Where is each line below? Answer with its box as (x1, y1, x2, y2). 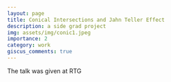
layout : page (7, 10, 45, 17)
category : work (7, 42, 51, 49)
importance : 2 (7, 36, 48, 42)
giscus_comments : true (7, 49, 72, 55)
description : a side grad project (7, 23, 107, 29)
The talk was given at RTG (7, 66, 81, 75)
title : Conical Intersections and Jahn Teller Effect (7, 16, 165, 23)
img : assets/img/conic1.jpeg (7, 29, 91, 36)
